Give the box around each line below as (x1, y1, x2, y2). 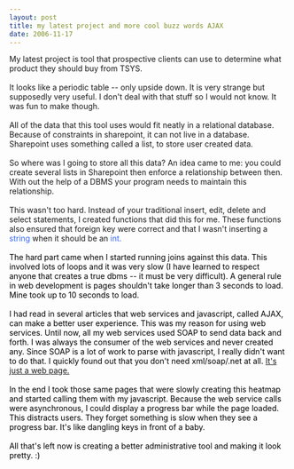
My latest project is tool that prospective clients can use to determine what (9, 54, 282, 65)
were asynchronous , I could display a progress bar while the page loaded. (9, 403, 280, 414)
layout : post (9, 12, 58, 22)
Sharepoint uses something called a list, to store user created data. (9, 139, 254, 149)
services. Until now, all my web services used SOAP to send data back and (9, 328, 282, 338)
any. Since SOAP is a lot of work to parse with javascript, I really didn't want (9, 346, 285, 357)
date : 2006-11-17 (9, 29, 73, 38)
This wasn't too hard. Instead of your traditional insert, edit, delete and (9, 205, 267, 216)
